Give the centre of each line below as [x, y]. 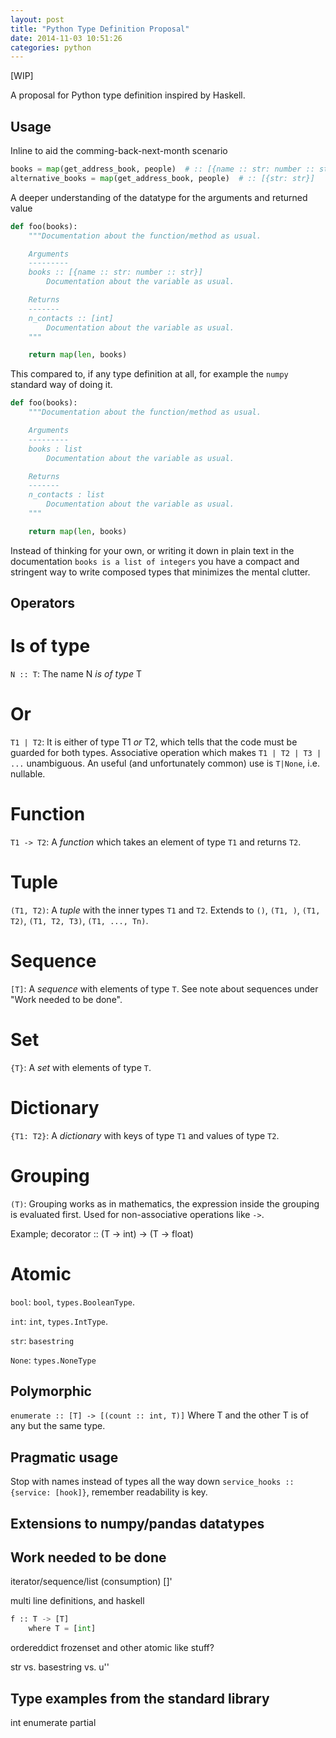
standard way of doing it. [61, 385]
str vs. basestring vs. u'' [60, 1667]
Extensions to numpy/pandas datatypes [137, 1523]
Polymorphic [51, 1391]
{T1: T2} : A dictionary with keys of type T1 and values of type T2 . [145, 1135]
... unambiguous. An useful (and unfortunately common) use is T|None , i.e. [165, 763]
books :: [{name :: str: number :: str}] [115, 272]
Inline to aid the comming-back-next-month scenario [119, 151]
